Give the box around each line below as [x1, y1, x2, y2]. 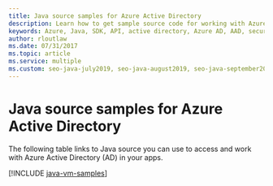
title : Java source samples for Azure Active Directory [8, 11, 201, 20]
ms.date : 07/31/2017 [8, 42, 79, 50]
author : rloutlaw [8, 34, 67, 43]
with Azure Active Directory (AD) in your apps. [8, 152, 164, 162]
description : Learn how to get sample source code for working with [8, 19, 245, 28]
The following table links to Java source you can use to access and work [8, 144, 252, 154]
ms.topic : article [8, 50, 71, 58]
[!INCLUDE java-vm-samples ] [8, 168, 108, 178]
